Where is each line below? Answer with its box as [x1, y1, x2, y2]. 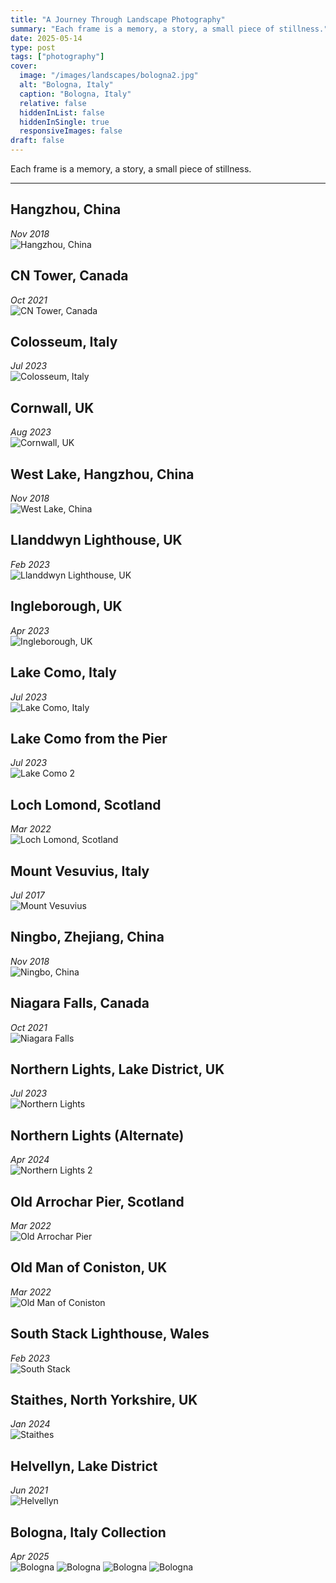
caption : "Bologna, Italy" [19, 89, 132, 99]
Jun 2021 [10, 1484, 49, 1496]
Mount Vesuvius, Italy [10, 862, 150, 880]
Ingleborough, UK [10, 598, 123, 615]
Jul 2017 [10, 889, 45, 901]
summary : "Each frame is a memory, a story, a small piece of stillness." [10, 24, 329, 34]
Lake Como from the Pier [10, 730, 168, 747]
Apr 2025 [10, 1551, 50, 1563]
